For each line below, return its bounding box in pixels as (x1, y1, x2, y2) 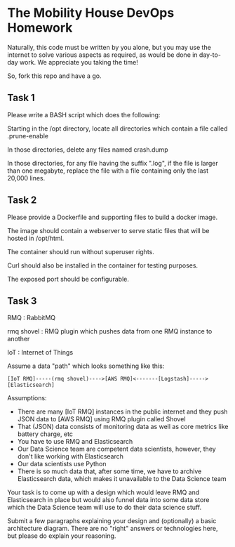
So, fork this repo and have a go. (7, 72, 102, 80)
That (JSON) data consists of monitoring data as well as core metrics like (17, 423, 229, 431)
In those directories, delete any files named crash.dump (7, 145, 168, 154)
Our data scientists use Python (17, 460, 107, 468)
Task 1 (7, 92, 35, 104)
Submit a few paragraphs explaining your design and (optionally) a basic (7, 517, 217, 525)
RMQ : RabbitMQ (7, 314, 56, 322)
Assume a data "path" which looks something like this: (7, 362, 165, 370)
